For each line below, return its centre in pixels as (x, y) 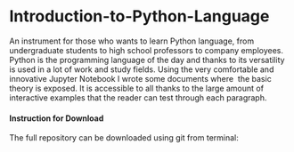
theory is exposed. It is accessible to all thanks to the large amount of (137, 88)
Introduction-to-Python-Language (139, 16)
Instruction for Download (57, 118)
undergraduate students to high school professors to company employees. (146, 50)
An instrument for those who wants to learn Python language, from (132, 41)
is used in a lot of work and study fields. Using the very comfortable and (142, 69)
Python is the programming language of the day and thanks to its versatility (147, 60)
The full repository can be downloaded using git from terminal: (124, 138)
